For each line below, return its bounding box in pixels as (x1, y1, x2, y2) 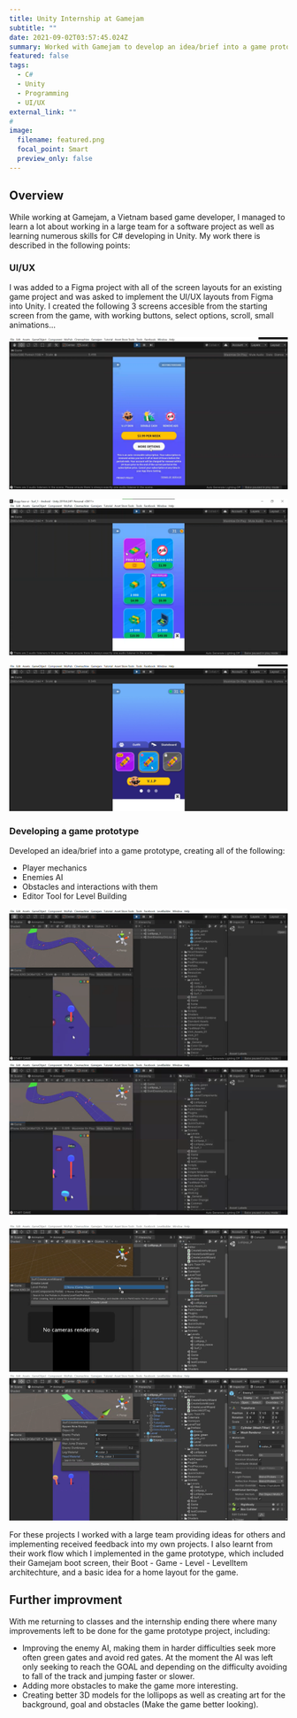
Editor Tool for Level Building (21, 890, 127, 901)
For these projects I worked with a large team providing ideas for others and (9, 1529, 286, 1539)
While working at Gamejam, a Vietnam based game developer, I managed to (9, 211, 286, 222)
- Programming (17, 88, 69, 97)
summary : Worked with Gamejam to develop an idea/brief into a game (9, 42, 267, 51)
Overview (9, 188, 65, 203)
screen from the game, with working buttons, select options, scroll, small (9, 310, 274, 320)
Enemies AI (21, 871, 64, 882)
